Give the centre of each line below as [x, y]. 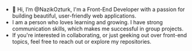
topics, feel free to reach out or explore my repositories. [81, 42]
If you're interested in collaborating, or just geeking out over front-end [99, 35]
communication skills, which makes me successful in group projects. [98, 29]
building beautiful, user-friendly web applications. [74, 16]
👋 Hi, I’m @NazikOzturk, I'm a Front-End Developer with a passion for [98, 9]
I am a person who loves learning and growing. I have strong [88, 22]
